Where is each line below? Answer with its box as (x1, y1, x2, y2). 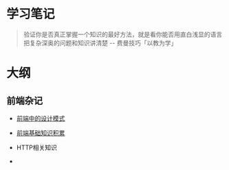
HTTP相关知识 (16, 143, 58, 151)
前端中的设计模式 (16, 114, 65, 122)
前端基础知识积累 (16, 128, 65, 137)
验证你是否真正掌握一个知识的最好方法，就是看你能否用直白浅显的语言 (23, 30, 223, 38)
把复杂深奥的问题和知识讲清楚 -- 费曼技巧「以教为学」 (23, 38, 177, 47)
